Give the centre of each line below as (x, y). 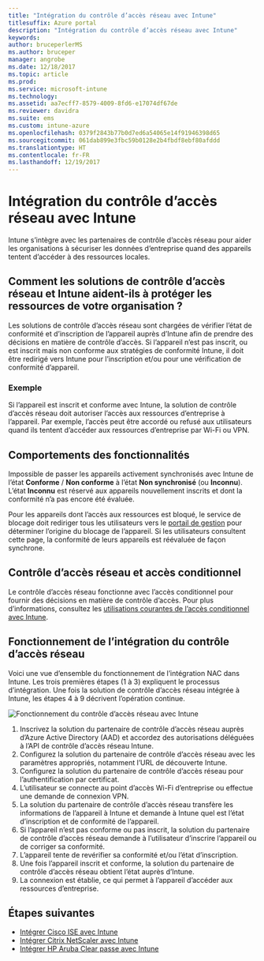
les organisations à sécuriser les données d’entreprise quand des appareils (130, 249)
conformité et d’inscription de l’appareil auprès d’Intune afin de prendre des (131, 333)
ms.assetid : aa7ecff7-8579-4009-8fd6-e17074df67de (93, 103)
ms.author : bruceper (42, 52)
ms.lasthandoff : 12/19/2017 (54, 163)
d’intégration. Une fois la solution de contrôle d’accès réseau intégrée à (124, 690)
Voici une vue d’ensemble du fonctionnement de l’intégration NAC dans (124, 673)
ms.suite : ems (32, 118)
